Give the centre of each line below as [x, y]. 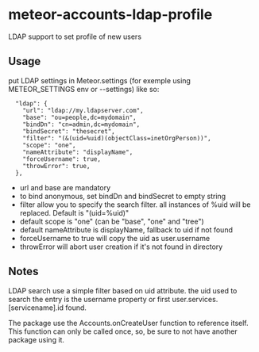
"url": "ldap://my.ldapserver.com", [83, 110]
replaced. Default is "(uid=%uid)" [74, 212]
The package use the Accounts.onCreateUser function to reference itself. [128, 323]
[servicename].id [36, 308]
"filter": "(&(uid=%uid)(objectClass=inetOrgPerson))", [117, 138]
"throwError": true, [56, 166]
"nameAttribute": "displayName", [78, 152]
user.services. [195, 299]
